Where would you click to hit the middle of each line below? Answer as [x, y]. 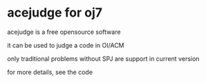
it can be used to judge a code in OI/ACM [66, 45]
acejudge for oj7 [55, 13]
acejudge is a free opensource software [64, 32]
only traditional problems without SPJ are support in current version [103, 58]
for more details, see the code [50, 72]
